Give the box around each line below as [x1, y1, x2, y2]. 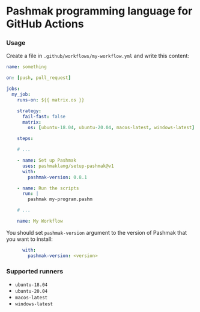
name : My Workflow [17, 218, 63, 224]
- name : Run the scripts [17, 185, 79, 191]
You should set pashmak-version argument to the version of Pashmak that [6, 229, 187, 236]
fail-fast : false [22, 113, 66, 119]
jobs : [6, 86, 20, 92]
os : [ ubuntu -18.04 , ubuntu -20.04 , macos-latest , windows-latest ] [28, 125, 195, 131]
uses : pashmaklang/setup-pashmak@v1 [22, 163, 114, 169]
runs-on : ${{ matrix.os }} [17, 97, 85, 103]
